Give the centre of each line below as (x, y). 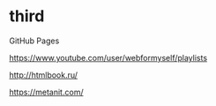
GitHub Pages (34, 41)
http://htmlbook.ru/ (43, 75)
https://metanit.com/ (46, 92)
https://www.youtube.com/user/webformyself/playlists (108, 57)
